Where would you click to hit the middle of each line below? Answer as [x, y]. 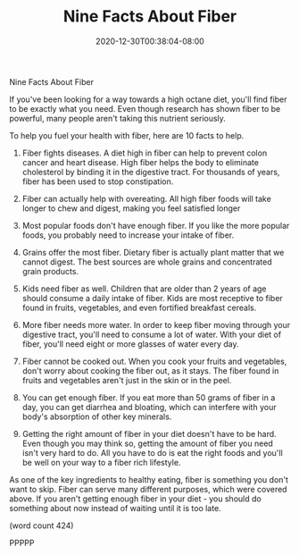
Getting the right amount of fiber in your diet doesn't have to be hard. [149, 433]
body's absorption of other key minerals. [97, 416]
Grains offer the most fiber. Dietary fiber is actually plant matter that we [153, 252]
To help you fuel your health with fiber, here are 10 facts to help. [127, 135]
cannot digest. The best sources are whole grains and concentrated [147, 262]
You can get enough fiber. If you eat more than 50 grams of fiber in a [149, 397]
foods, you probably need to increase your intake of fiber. [128, 235]
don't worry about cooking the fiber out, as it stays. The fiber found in [150, 370]
